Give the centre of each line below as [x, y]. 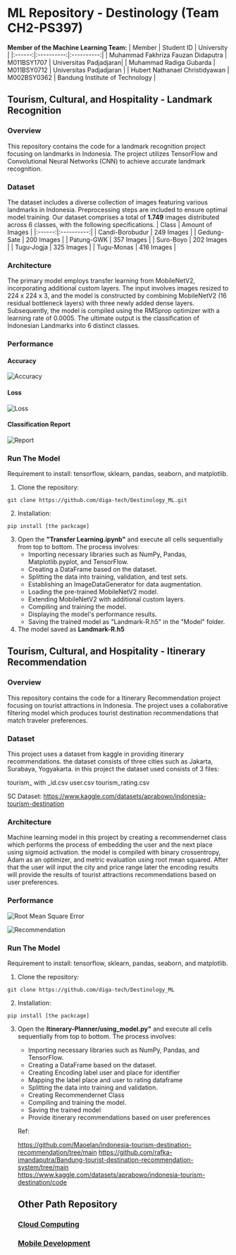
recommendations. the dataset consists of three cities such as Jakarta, [110, 761]
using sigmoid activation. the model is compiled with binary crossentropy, [114, 852]
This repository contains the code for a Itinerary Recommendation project [114, 698]
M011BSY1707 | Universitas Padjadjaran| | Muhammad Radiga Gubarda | [112, 62]
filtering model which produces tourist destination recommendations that [113, 713]
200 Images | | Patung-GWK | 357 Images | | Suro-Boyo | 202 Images [126, 239]
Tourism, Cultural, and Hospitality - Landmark [110, 100]
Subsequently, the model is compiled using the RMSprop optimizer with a [113, 311]
